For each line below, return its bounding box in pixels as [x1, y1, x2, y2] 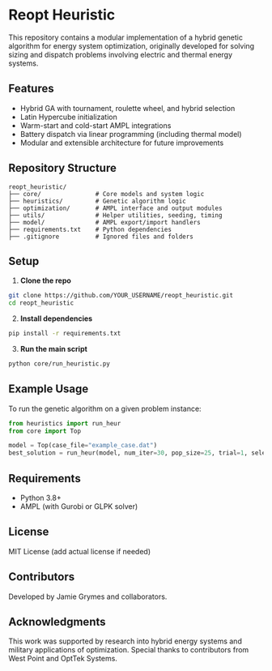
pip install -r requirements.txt [8, 330, 121, 338]
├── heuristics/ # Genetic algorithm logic [8, 197, 186, 205]
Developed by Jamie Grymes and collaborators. [8, 592, 168, 601]
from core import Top [8, 427, 82, 435]
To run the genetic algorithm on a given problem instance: [8, 404, 202, 413]
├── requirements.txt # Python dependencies [8, 225, 172, 233]
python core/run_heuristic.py [8, 360, 111, 368]
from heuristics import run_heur [8, 419, 121, 427]
